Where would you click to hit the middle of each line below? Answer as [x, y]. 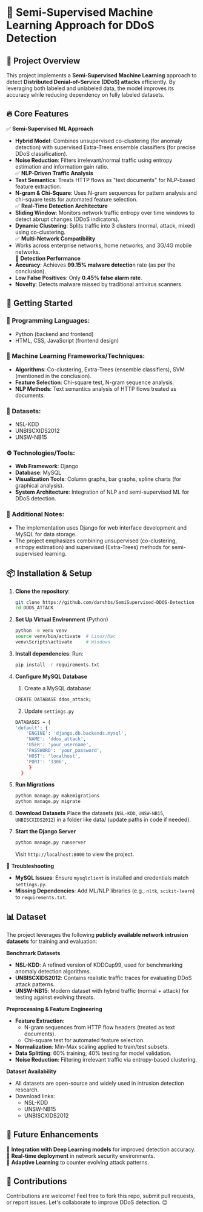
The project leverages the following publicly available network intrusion [97, 934]
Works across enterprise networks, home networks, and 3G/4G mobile [103, 245]
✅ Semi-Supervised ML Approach [50, 128]
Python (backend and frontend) [54, 334]
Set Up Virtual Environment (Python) [62, 620]
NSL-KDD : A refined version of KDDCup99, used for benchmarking [99, 965]
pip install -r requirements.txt [57, 665]
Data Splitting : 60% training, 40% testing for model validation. [93, 1053]
